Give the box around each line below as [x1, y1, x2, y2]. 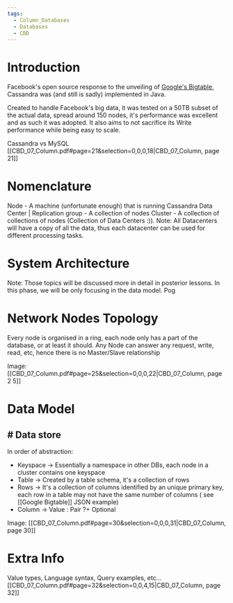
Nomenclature [7, 178, 92, 194]
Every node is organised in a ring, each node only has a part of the [7, 334, 198, 342]
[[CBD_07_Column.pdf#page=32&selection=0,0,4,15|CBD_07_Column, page [7, 581, 221, 589]
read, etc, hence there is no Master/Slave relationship [7, 349, 161, 356]
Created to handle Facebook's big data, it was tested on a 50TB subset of [7, 104, 218, 112]
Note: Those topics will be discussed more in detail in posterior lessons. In [7, 279, 220, 287]
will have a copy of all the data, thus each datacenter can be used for [7, 224, 206, 232]
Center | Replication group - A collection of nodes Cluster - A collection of [7, 209, 220, 217]
